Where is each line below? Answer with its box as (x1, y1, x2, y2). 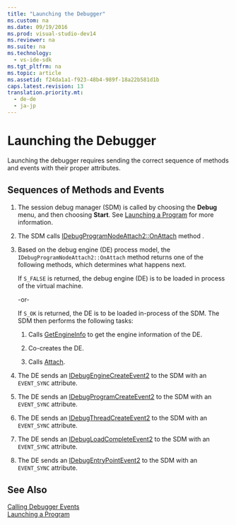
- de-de (13, 96, 37, 103)
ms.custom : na (7, 17, 49, 24)
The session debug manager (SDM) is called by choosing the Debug (17, 203, 218, 211)
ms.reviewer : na (7, 37, 55, 44)
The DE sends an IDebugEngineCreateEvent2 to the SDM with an (17, 371, 207, 379)
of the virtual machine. (17, 281, 83, 290)
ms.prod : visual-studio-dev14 (7, 30, 97, 37)
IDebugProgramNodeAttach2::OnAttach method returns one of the (17, 252, 203, 261)
